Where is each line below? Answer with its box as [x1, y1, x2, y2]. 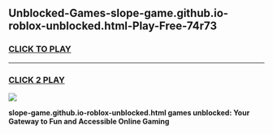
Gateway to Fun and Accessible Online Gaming [8, 116, 170, 126]
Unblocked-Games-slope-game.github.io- [8, 6, 229, 20]
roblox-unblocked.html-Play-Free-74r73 [8, 19, 218, 33]
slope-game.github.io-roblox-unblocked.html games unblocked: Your [8, 107, 250, 117]
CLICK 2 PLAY [8, 74, 65, 85]
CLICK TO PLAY [8, 44, 71, 55]
